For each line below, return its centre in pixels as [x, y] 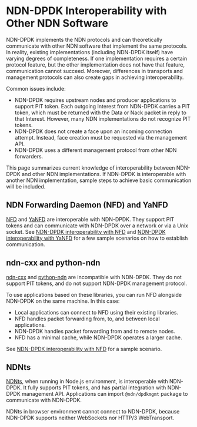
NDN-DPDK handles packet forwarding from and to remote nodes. [95, 331]
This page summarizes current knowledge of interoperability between [91, 168]
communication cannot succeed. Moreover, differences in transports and [95, 71]
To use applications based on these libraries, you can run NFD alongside [94, 294]
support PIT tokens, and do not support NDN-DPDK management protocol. [96, 283]
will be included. [26, 186]
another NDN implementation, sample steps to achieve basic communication [99, 180]
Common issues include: [36, 88]
